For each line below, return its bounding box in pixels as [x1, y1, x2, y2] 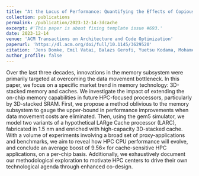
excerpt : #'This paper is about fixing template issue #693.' [6, 25, 163, 31]
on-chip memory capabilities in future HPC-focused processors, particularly [6, 94, 192, 101]
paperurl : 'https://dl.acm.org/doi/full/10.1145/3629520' [6, 42, 152, 48]
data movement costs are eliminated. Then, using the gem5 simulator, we [6, 113, 185, 120]
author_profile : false [6, 53, 62, 58]
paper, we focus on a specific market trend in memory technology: [6, 81, 169, 89]
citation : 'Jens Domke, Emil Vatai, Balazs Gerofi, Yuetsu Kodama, [6, 47, 176, 53]
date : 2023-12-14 [6, 31, 49, 37]
